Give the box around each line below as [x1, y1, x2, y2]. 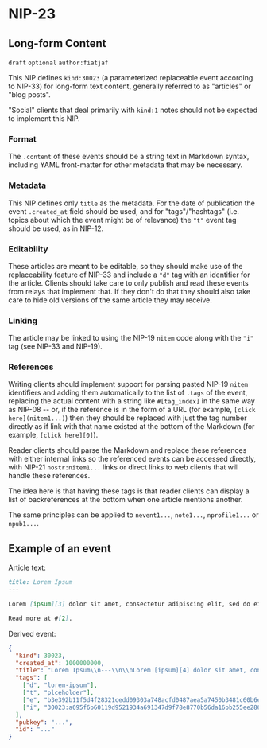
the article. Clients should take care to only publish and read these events [8, 278, 249, 287]
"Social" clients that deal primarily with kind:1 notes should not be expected [8, 105, 258, 115]
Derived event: [8, 629, 56, 638]
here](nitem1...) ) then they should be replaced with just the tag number [8, 413, 248, 423]
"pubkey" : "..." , [15, 718, 73, 727]
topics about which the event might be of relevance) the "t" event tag [8, 215, 237, 224]
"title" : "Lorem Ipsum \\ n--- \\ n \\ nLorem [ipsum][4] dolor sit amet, [15, 666, 247, 675]
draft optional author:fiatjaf [8, 59, 109, 67]
